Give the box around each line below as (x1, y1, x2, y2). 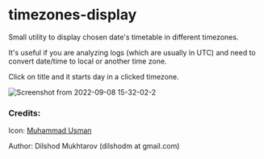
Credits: (8, 107, 41, 118)
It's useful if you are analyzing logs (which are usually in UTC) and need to (8, 47, 256, 57)
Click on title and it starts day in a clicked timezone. (8, 71, 179, 81)
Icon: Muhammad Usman (8, 126, 92, 136)
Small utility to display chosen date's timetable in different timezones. (8, 32, 239, 42)
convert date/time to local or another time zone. (8, 56, 167, 66)
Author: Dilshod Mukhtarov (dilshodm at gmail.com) (8, 141, 180, 151)
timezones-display (8, 6, 137, 24)
